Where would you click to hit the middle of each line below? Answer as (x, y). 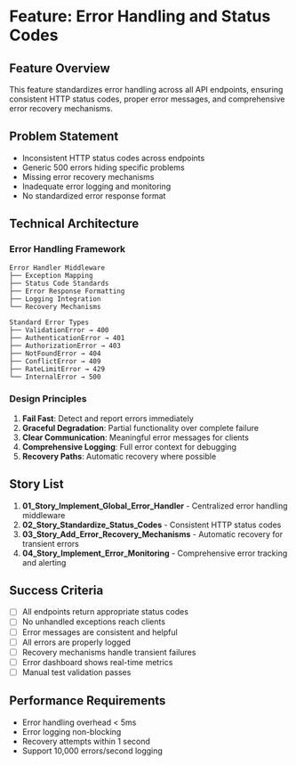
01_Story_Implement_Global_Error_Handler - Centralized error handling (155, 506)
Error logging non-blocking (72, 731)
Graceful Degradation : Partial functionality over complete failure (140, 427)
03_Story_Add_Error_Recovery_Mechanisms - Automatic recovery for (152, 534)
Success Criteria (56, 590)
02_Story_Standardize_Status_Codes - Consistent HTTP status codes (152, 525)
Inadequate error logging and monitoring (96, 186)
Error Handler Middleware (57, 268)
